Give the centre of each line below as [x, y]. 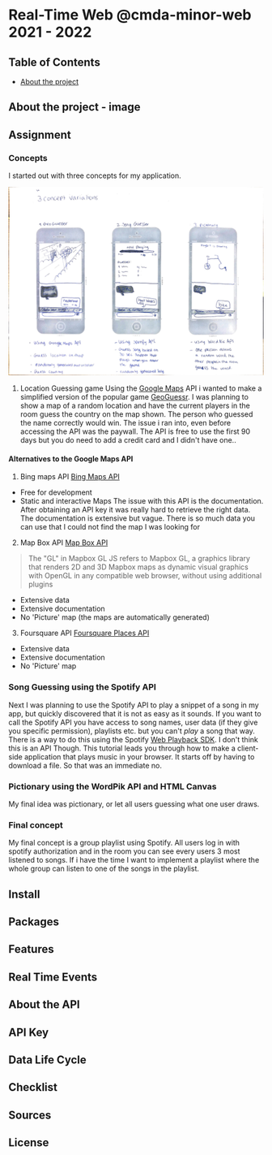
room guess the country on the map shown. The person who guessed [136, 414]
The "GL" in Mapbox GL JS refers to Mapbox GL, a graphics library [139, 559]
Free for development [56, 492]
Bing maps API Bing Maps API [70, 477]
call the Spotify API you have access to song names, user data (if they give [133, 722]
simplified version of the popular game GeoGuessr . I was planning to [134, 397]
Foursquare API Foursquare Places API [85, 633]
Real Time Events [53, 977]
